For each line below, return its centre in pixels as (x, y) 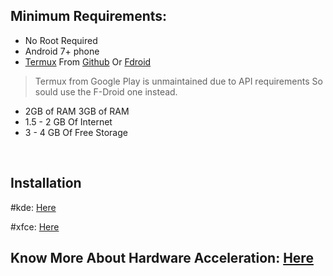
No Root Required (61, 40)
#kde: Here (33, 207)
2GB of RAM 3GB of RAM (77, 111)
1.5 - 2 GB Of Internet (68, 121)
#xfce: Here (35, 226)
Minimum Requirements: (89, 16)
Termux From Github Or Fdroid (88, 61)
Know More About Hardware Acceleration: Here (162, 258)
